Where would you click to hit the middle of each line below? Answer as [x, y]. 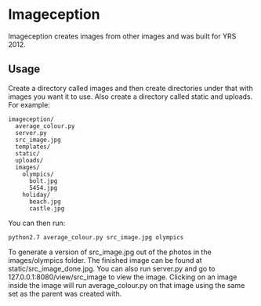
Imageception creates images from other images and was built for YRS [122, 36]
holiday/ [36, 195]
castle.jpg [47, 208]
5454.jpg [43, 188]
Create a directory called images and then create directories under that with [130, 88]
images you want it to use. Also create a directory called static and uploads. [130, 97]
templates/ [33, 147]
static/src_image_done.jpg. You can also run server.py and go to [112, 268]
